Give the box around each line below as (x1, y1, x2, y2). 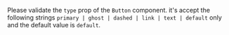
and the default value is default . (7, 21, 100, 29)
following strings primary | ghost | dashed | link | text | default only (7, 13, 223, 22)
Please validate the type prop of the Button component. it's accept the (7, 6, 211, 14)
